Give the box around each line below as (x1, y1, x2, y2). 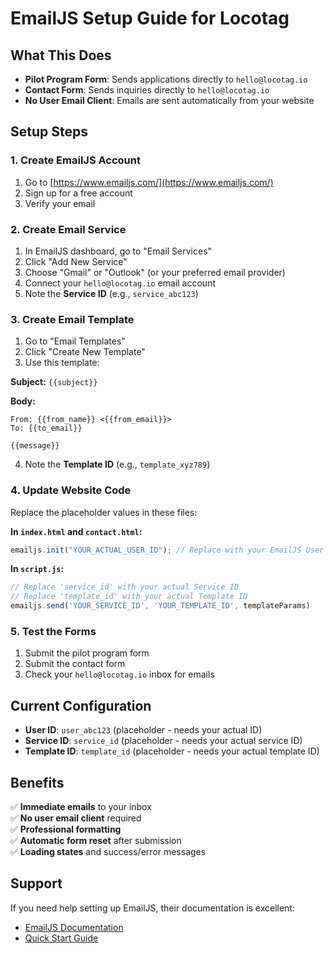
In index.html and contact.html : (10, 525, 143, 537)
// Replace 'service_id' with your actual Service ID (10, 582, 240, 592)
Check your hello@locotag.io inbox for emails (24, 668, 215, 681)
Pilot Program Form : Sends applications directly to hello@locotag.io (24, 73, 308, 85)
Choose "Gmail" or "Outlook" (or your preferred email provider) (24, 266, 286, 278)
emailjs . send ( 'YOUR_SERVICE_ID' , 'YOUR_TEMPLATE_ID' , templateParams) (10, 601, 311, 611)
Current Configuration (10, 697, 152, 714)
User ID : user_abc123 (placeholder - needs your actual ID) (24, 724, 263, 736)
